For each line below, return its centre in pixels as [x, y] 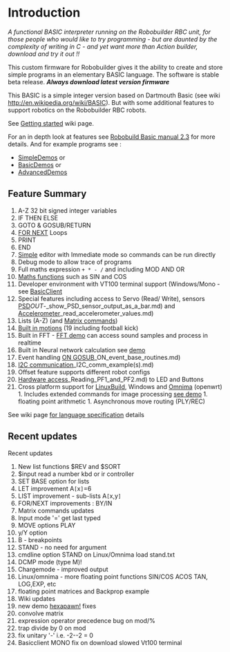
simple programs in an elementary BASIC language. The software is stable [114, 75]
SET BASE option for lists [54, 481]
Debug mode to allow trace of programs [75, 262]
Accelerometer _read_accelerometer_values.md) [86, 313]
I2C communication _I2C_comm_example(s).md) [86, 365]
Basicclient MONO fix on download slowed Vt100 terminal [100, 642]
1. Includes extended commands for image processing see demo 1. [113, 394]
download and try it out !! [44, 54]
